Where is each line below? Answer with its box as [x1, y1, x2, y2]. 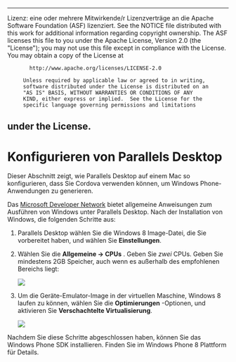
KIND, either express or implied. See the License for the [22, 95, 202, 102]
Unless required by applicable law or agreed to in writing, [22, 77, 206, 84]
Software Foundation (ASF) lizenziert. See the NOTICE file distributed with [7, 22, 221, 29]
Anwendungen [7, 187, 50, 195]
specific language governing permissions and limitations [22, 102, 197, 109]
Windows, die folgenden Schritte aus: [7, 215, 116, 224]
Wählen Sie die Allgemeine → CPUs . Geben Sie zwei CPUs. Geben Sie [17, 250, 223, 258]
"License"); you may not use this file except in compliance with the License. [7, 43, 227, 52]
